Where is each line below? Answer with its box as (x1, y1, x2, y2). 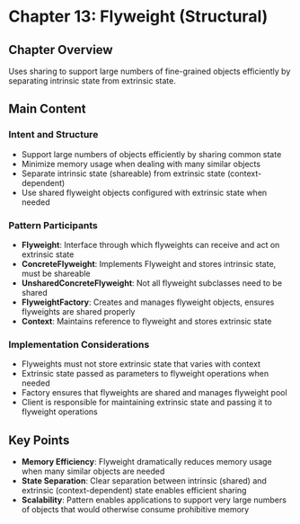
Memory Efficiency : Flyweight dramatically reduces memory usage (21, 457, 273, 467)
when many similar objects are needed (21, 466, 165, 477)
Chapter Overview (8, 42, 113, 58)
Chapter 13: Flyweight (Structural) (8, 6, 269, 27)
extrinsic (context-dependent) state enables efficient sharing (21, 485, 247, 496)
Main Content (8, 102, 86, 117)
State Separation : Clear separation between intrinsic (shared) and (21, 475, 267, 486)
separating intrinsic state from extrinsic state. (8, 75, 176, 86)
